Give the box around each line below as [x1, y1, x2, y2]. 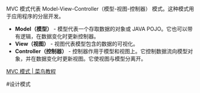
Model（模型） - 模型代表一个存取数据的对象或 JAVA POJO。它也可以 [14, 26, 187, 32]
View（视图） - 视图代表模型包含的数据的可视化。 [14, 41, 139, 47]
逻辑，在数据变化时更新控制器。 [20, 33, 99, 40]
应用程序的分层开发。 [11, 13, 64, 20]
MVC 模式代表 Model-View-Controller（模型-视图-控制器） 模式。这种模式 [6, 5, 189, 12]
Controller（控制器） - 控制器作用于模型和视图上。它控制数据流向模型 [14, 48, 188, 55]
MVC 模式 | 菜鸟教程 [6, 68, 56, 75]
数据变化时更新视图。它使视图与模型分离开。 [35, 55, 147, 62]
